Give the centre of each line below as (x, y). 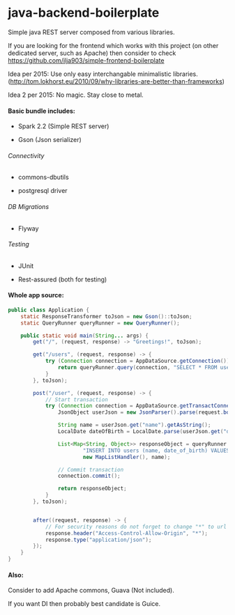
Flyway (28, 228)
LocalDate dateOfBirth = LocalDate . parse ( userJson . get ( (141, 432)
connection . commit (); (89, 476)
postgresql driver (43, 191)
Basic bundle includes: (42, 111)
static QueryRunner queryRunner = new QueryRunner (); (100, 323)
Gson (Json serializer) (50, 140)
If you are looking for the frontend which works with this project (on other (113, 45)
